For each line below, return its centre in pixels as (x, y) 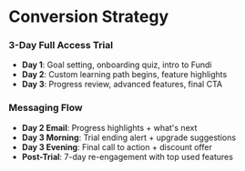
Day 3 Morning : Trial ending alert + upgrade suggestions (129, 137)
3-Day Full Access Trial (61, 45)
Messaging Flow (46, 108)
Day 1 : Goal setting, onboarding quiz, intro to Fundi (117, 65)
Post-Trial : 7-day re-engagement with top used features (128, 156)
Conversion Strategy (89, 17)
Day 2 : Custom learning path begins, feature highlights (124, 75)
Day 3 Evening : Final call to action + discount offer (117, 146)
